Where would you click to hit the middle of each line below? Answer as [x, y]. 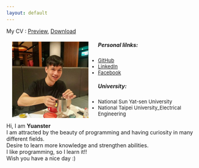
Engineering [112, 114]
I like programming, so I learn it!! [47, 152]
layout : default [27, 13]
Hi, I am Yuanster [28, 126]
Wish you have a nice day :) [41, 158]
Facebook [110, 72]
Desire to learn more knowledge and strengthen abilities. [78, 145]
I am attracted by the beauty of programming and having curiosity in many [100, 132]
